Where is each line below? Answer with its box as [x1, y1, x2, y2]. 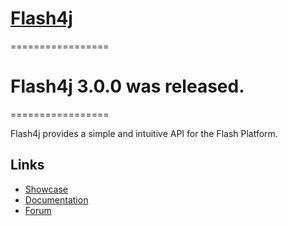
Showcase [24, 183, 68, 195]
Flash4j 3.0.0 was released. [10, 75, 245, 98]
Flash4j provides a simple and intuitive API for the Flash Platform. [10, 127, 278, 139]
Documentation [24, 193, 89, 206]
